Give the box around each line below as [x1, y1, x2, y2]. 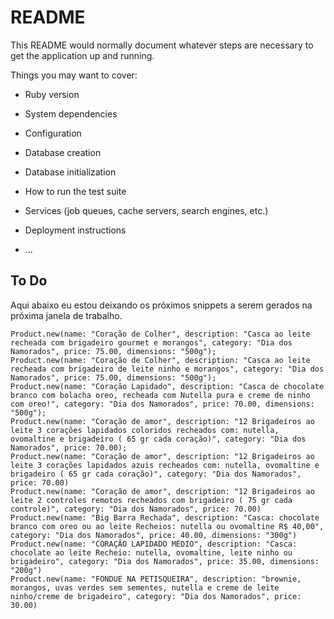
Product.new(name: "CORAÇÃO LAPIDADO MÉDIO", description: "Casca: [10, 539, 298, 549]
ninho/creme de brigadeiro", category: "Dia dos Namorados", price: [10, 591, 302, 601]
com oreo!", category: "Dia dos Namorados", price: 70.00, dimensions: [10, 399, 315, 409]
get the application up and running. [10, 49, 155, 61]
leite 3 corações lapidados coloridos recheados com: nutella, [10, 425, 280, 435]
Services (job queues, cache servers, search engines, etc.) [24, 204, 269, 216]
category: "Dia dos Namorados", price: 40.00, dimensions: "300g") [10, 530, 298, 540]
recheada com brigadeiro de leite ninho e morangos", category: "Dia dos [10, 364, 325, 374]
